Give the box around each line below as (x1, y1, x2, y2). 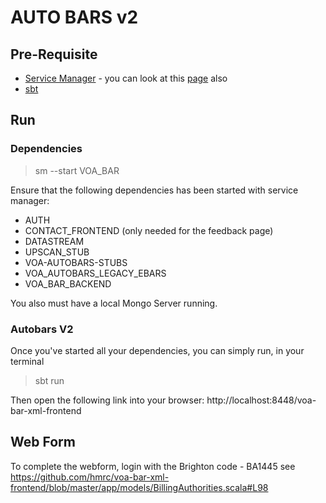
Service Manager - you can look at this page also (24, 72, 228, 84)
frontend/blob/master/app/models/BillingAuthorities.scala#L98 (10, 481, 269, 493)
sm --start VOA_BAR (34, 164, 120, 176)
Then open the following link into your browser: (10, 394, 205, 406)
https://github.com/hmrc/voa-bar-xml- (10, 471, 170, 483)
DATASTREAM (24, 235, 85, 247)
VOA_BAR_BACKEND (24, 277, 112, 290)
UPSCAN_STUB (24, 246, 90, 258)
